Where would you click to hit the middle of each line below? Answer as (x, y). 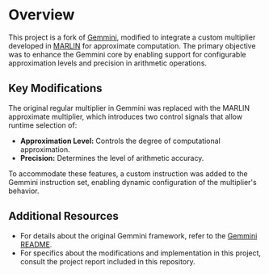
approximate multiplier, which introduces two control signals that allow (126, 116)
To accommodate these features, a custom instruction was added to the (128, 173)
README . (36, 244)
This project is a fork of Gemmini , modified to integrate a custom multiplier (132, 37)
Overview (42, 15)
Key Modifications (55, 89)
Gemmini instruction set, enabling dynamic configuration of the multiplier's (132, 182)
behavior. (24, 191)
